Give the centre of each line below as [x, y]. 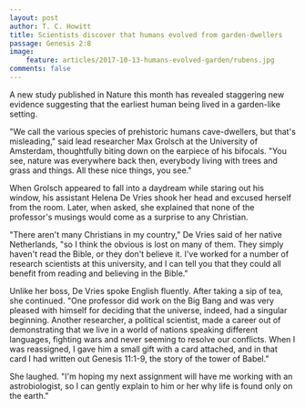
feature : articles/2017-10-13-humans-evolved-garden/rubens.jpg [150, 60]
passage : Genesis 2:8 [51, 43]
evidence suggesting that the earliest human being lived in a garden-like [145, 104]
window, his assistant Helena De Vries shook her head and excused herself [150, 198]
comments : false [40, 69]
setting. [24, 114]
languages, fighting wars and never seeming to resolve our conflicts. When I [152, 339]
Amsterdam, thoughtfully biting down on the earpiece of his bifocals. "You [148, 150]
